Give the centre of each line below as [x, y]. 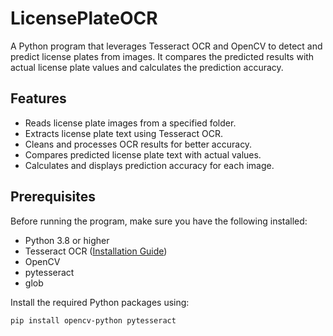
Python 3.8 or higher [67, 240]
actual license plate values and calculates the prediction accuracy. [147, 67]
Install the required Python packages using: [100, 302]
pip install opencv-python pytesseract [93, 320]
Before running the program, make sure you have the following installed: [159, 221]
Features [38, 98]
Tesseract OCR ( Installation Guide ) [96, 251]
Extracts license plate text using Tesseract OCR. [123, 133]
